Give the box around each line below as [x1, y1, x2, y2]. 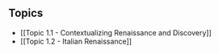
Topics [8, 6, 44, 20]
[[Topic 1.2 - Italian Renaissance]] [19, 36, 132, 46]
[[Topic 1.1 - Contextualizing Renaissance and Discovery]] [19, 27, 212, 37]
